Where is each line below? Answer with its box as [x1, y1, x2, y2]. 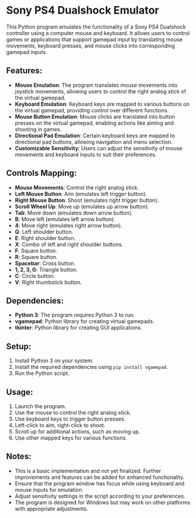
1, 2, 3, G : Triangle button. [14, 266, 78, 273]
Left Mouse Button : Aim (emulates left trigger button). [14, 190, 147, 197]
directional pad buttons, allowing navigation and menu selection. [14, 138, 173, 146]
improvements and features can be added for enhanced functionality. [14, 473, 185, 481]
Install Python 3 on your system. [14, 357, 94, 364]
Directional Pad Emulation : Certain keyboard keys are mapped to [14, 132, 175, 139]
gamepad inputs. [6, 48, 48, 55]
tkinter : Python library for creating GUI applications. [14, 324, 143, 331]
